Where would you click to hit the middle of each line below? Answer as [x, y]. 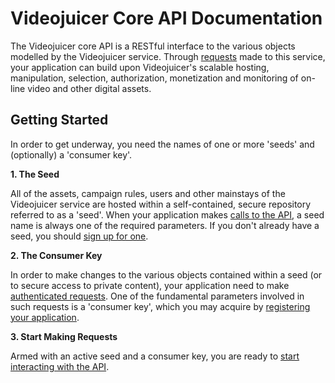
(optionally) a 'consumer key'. [71, 154]
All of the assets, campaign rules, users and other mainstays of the [148, 193]
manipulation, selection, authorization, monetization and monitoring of [154, 78]
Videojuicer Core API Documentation [166, 18]
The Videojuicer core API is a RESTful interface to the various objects [153, 46]
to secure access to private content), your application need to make [150, 285]
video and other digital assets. [89, 88]
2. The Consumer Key [56, 255]
